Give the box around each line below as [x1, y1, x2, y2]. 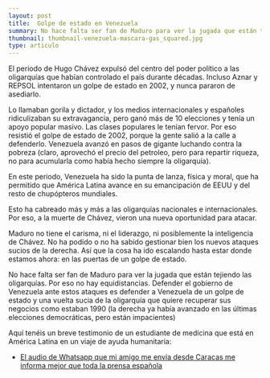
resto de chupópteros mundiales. [8, 189, 118, 199]
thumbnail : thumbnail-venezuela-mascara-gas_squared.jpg [8, 34, 203, 43]
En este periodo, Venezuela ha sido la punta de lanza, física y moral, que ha [8, 172, 259, 182]
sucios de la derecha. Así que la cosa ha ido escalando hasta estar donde [8, 246, 252, 256]
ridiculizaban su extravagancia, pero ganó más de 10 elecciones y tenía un [8, 113, 256, 123]
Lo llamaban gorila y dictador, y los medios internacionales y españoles [8, 105, 245, 115]
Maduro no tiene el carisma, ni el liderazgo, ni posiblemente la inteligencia [8, 228, 254, 238]
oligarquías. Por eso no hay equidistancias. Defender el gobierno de [8, 278, 233, 288]
